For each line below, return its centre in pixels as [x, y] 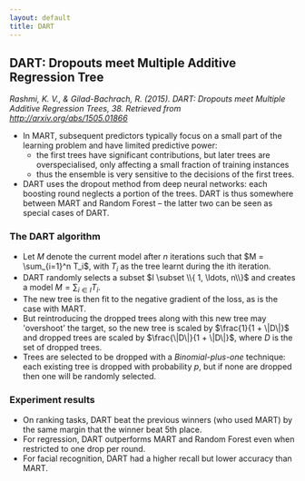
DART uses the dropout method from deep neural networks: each [145, 184]
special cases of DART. [66, 213]
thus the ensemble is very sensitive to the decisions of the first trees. [165, 174]
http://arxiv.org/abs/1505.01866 [69, 118]
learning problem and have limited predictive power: [120, 145]
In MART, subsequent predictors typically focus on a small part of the [152, 136]
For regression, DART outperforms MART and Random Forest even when [158, 439]
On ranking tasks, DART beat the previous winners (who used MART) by [157, 419]
